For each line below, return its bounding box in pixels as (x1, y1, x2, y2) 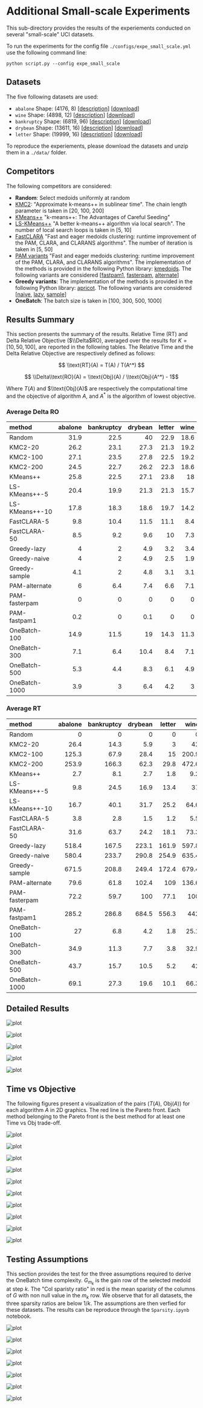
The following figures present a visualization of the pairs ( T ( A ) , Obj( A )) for (6, 1100, 190, 1107)
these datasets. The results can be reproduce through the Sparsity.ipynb (6, 1306, 190, 1313)
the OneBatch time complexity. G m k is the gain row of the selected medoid (6, 1277, 191, 1286)
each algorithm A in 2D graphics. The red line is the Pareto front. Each (6, 1107, 181, 1114)
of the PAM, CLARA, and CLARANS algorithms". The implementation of (14, 258, 192, 266)
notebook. (6, 1312, 32, 1320)
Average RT (6, 704, 41, 712)
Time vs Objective (6, 1084, 76, 1094)
